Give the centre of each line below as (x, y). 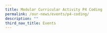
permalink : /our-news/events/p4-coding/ (47, 14)
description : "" (22, 18)
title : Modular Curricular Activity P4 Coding (54, 9)
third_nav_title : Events (31, 23)
